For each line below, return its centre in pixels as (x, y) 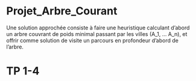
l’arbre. (15, 47)
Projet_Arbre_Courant (62, 11)
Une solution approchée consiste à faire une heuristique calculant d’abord (98, 28)
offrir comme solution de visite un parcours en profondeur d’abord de (93, 40)
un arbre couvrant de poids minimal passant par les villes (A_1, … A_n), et (97, 34)
